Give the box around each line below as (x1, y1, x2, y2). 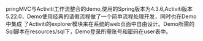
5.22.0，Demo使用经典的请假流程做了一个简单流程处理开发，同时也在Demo (6, 13, 197, 20)
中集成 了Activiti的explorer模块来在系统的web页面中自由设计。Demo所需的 (6, 20, 194, 27)
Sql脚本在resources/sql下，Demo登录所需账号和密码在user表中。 (6, 28, 172, 35)
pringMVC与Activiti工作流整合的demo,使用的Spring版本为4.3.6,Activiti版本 (6, 5, 193, 12)
